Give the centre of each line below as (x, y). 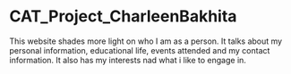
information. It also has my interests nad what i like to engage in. (128, 60)
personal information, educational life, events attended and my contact (140, 50)
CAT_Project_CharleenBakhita (123, 16)
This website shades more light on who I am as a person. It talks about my (146, 41)
